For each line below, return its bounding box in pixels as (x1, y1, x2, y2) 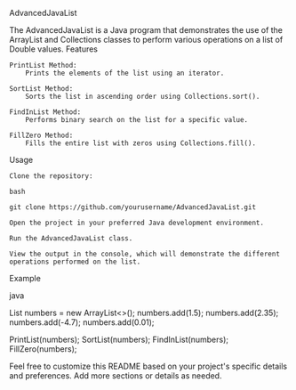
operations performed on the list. (9, 257, 141, 266)
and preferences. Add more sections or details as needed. (9, 370, 222, 381)
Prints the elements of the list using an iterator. (25, 69, 225, 77)
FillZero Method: (9, 131, 74, 140)
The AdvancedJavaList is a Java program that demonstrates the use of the (9, 25, 283, 35)
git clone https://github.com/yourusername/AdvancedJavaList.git (9, 203, 256, 212)
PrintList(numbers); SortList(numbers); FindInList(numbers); (9, 334, 229, 345)
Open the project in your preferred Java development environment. (9, 218, 265, 227)
